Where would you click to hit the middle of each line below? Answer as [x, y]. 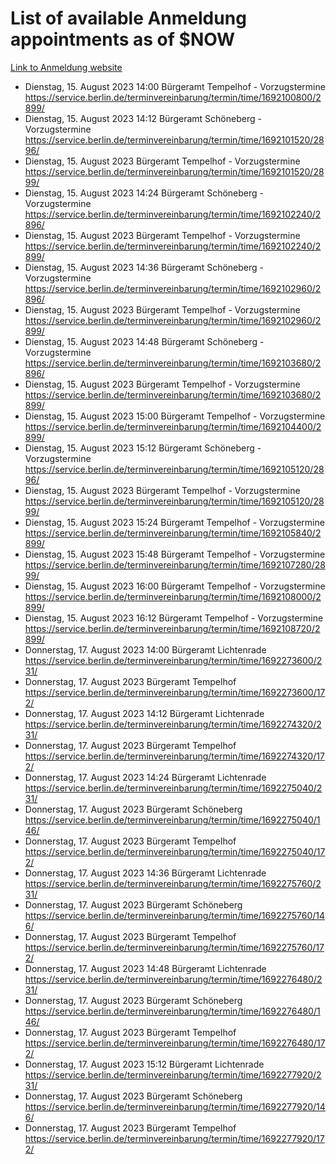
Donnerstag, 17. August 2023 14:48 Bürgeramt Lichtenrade [145, 968]
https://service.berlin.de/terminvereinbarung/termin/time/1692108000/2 [173, 596]
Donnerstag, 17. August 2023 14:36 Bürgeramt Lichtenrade [145, 873]
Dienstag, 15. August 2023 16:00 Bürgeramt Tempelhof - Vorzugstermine [175, 586]
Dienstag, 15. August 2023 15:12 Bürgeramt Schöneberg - [143, 448]
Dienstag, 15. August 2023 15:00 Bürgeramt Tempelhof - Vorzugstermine [175, 416]
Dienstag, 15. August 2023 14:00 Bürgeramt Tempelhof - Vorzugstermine [175, 86]
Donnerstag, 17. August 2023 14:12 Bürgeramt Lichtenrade [144, 713]
